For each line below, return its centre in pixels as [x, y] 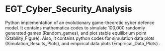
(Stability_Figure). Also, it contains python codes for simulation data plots [80, 38]
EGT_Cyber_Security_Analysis [69, 9]
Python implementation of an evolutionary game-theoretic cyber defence [80, 23]
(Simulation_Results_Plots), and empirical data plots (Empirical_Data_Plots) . [83, 43]
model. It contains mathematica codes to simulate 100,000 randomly [75, 27]
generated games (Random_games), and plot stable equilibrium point [76, 33]
